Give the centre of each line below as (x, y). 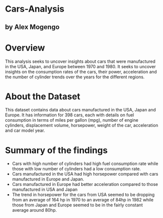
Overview (25, 48)
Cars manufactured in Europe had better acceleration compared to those (85, 184)
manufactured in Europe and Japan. (48, 179)
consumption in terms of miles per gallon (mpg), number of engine (72, 120)
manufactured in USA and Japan (45, 190)
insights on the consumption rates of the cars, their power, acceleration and (81, 72)
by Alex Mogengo (32, 27)
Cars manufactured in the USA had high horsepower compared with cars (85, 174)
